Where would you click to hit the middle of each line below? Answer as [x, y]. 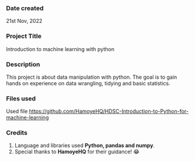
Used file [17, 111]
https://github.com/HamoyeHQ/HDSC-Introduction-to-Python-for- [109, 111]
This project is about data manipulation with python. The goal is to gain [92, 77]
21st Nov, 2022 [24, 21]
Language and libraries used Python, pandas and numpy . [85, 146]
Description [23, 64]
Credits [17, 133]
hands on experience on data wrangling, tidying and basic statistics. [88, 83]
